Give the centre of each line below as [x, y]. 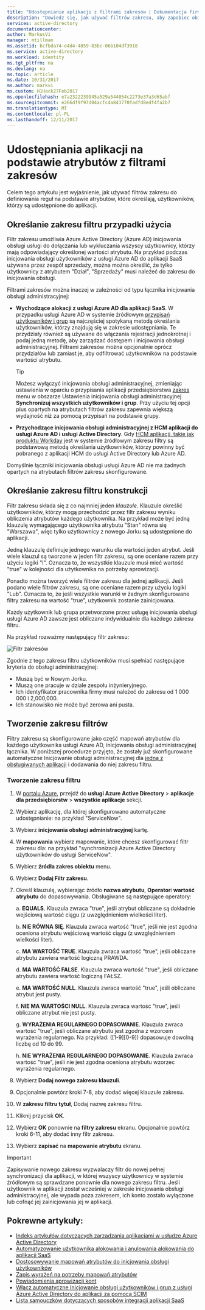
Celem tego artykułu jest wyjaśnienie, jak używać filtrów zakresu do [92, 192]
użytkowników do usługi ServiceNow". [64, 854]
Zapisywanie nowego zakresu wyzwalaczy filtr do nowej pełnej [86, 1169]
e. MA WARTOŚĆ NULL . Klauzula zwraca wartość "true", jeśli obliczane [106, 988]
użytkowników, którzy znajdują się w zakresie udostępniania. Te [96, 327]
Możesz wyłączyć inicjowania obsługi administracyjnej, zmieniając [99, 383]
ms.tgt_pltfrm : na [30, 63]
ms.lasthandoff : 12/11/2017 [43, 119]
